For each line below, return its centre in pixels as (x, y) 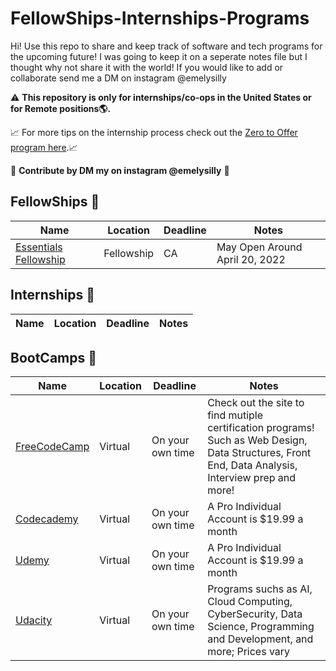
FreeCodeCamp (52, 447)
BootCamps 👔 (53, 357)
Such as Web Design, (257, 440)
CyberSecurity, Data (255, 614)
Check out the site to (256, 403)
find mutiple (235, 415)
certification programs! (261, 428)
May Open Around (259, 247)
